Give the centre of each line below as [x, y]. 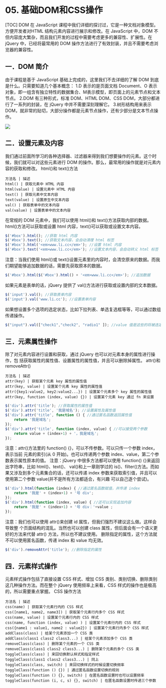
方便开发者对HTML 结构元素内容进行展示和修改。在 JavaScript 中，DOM [79, 31]
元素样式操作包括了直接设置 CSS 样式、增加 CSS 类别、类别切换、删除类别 [81, 579]
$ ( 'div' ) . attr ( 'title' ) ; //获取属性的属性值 [49, 406]
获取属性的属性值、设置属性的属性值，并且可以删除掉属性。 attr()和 [92, 361]
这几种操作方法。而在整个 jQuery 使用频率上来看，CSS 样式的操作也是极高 [81, 585]
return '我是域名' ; [32, 420]
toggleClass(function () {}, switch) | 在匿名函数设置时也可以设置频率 [75, 676]
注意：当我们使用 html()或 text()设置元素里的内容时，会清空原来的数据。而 [81, 260]
